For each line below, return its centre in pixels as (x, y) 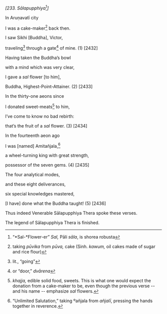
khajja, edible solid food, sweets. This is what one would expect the (82, 281)
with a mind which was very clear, (40, 67)
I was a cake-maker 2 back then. (38, 28)
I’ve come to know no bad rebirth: (40, 116)
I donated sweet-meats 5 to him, (38, 106)
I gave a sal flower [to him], (33, 77)
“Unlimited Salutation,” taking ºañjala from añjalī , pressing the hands (83, 301)
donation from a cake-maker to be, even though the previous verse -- (83, 286)
